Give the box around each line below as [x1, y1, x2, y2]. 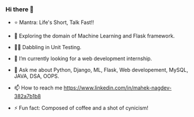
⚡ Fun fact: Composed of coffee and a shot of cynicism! [13, 105, 148, 112]
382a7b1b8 [13, 93, 41, 100]
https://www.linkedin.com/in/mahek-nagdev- [63, 84, 172, 91]
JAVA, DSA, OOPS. [13, 73, 60, 80]
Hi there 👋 [5, 5, 34, 13]
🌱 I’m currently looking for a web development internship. [13, 55, 153, 62]
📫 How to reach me [13, 84, 63, 91]
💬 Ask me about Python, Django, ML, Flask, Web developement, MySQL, [13, 67, 188, 74]
